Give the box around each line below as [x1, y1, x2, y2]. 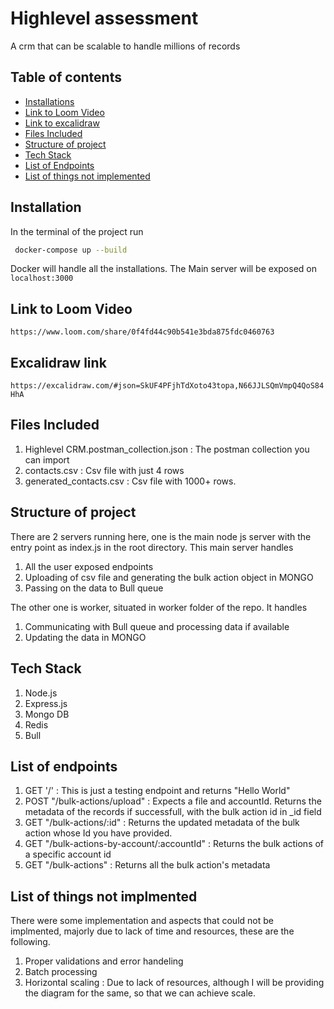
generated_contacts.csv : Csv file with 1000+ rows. [24, 475, 237, 487]
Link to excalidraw [24, 117, 100, 129]
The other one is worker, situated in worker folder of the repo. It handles [10, 601, 308, 613]
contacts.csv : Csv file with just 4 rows [24, 464, 185, 476]
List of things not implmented [10, 888, 198, 905]
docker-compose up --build [14, 245, 128, 255]
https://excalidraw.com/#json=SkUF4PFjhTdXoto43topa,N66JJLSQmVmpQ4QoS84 [10, 381, 325, 391]
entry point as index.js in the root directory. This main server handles [10, 541, 294, 553]
